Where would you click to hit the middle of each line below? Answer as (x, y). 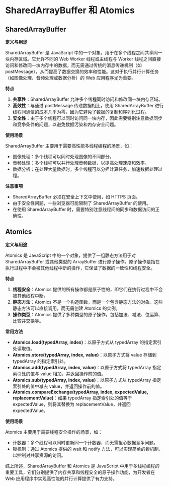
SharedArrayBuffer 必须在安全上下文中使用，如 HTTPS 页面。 (76, 197)
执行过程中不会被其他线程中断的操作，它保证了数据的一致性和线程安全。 (80, 268)
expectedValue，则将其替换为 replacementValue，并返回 (71, 404)
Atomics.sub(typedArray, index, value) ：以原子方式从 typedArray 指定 (87, 380)
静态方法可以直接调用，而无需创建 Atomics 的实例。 (66, 308)
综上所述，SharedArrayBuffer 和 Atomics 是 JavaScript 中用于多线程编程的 (82, 466)
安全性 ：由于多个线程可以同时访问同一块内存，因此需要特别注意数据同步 (87, 118)
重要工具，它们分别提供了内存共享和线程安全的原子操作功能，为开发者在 (80, 472)
